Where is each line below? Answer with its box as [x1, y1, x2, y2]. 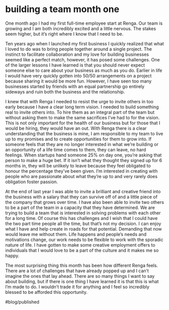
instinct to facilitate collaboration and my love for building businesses [5, 51, 149, 57]
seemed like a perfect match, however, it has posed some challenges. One [5, 56, 160, 62]
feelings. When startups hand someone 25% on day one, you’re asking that [5, 152, 162, 158]
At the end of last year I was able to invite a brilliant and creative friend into [5, 188, 161, 194]
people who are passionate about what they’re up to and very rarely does [5, 173, 158, 179]
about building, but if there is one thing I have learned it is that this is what [5, 278, 159, 284]
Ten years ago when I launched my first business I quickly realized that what [5, 40, 164, 46]
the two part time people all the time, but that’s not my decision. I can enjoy [5, 220, 161, 226]
